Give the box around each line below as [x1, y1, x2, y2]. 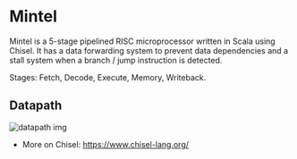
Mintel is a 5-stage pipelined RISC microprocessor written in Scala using [9, 36, 276, 46]
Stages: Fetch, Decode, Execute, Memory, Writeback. [9, 71, 207, 82]
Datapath [9, 98, 63, 113]
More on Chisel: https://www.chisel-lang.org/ [21, 138, 190, 149]
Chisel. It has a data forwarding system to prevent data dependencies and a [9, 45, 289, 55]
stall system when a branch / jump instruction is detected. [9, 54, 223, 65]
